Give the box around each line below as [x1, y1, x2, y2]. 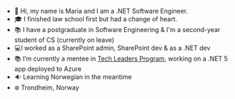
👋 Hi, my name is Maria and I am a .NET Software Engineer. [14, 7, 189, 15]
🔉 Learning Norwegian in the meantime [14, 73, 132, 81]
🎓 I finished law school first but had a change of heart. [14, 15, 177, 23]
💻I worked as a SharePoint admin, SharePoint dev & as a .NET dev [14, 43, 211, 52]
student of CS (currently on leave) [14, 36, 114, 44]
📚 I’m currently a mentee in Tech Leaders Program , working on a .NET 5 [14, 54, 229, 63]
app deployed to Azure [14, 65, 82, 73]
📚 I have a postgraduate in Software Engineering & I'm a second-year [14, 26, 221, 33]
